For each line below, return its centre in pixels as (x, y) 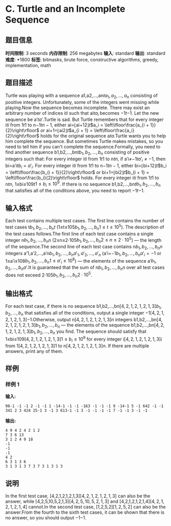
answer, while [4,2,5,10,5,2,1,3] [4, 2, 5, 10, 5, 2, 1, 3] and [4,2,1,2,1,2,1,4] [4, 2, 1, (85, 501)
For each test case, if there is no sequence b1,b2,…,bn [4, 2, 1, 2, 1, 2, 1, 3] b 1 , (84, 307)
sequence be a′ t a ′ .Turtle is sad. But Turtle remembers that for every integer (84, 120)
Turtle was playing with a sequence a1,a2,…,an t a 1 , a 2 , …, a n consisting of (81, 96)
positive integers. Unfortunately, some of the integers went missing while (82, 102)
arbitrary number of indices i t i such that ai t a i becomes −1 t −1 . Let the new (82, 113)
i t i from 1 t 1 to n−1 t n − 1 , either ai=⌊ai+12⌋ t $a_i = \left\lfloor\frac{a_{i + (77, 125)
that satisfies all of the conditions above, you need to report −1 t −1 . (75, 191)
